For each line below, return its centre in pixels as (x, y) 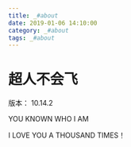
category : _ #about (39, 30)
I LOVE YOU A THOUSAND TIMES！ (67, 135)
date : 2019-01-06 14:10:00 (53, 23)
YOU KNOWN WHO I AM (48, 119)
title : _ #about (33, 15)
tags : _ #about (32, 38)
